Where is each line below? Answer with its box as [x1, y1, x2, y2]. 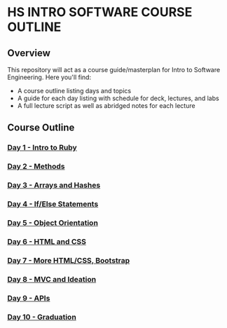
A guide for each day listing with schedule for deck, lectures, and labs [17, 94, 219, 102]
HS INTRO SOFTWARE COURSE [7, 4, 193, 20]
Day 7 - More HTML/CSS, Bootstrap [7, 255, 130, 265]
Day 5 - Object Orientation [7, 218, 98, 228]
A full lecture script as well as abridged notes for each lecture [17, 102, 195, 109]
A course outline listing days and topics [17, 87, 132, 95]
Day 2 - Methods [7, 162, 65, 172]
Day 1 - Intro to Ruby [7, 143, 77, 153]
